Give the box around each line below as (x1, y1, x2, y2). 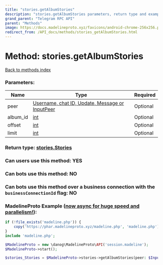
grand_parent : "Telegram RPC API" (5, 16, 75, 21)
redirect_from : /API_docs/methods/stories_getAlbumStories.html (5, 30, 138, 35)
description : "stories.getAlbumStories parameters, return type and (5, 12, 147, 17)
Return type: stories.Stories (5, 144, 72, 151)
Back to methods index (5, 67, 51, 73)
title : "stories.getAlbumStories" (5, 7, 75, 12)
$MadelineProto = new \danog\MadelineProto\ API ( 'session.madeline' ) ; (5, 242, 149, 247)
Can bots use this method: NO (5, 170, 78, 177)
